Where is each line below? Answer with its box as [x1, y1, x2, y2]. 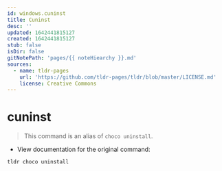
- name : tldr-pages [13, 67, 69, 74]
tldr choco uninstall [7, 159, 69, 166]
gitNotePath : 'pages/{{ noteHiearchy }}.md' [7, 55, 137, 62]
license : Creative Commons [19, 80, 97, 87]
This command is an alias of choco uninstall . [23, 132, 153, 140]
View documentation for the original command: [16, 145, 151, 154]
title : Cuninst [7, 16, 51, 23]
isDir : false [7, 49, 45, 55]
